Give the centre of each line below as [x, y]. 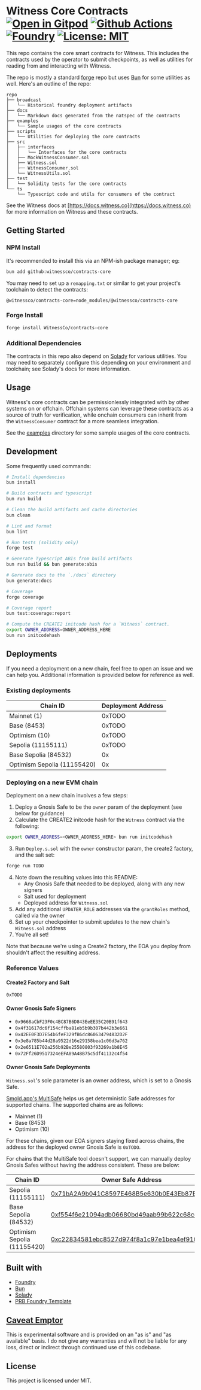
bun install [21, 482]
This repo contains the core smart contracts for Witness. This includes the [98, 53]
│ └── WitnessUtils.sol [38, 173]
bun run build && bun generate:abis [52, 565]
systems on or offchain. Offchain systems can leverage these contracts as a [100, 408]
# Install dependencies [36, 477]
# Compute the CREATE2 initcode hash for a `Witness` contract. [88, 624]
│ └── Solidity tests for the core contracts [67, 184]
